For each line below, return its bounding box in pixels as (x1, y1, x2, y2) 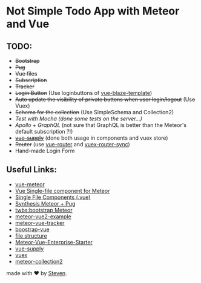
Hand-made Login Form (15, 147, 75, 154)
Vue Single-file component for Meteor (15, 187, 110, 194)
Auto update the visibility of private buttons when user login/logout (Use (15, 96, 196, 103)
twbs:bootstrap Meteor (15, 206, 73, 213)
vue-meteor (15, 180, 45, 188)
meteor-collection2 (15, 258, 63, 265)
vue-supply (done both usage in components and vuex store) (15, 134, 168, 141)
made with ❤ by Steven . (6, 269, 68, 276)
